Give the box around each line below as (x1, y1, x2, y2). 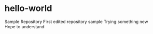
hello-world (4, 3, 53, 14)
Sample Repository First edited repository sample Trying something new (4, 19, 148, 24)
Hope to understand (4, 23, 44, 29)
